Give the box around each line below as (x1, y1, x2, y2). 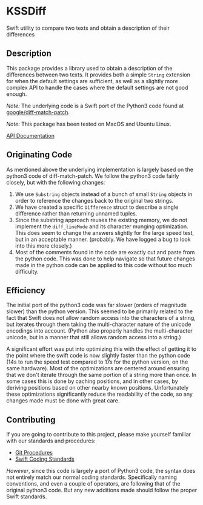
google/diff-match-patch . (6, 108, 70, 116)
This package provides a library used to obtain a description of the (6, 64, 173, 72)
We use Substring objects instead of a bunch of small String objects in (15, 190, 193, 198)
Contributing (6, 415, 56, 425)
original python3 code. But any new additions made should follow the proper (6, 487, 198, 494)
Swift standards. (6, 493, 47, 500)
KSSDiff (6, 4, 47, 18)
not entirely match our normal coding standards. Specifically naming (6, 473, 178, 481)
